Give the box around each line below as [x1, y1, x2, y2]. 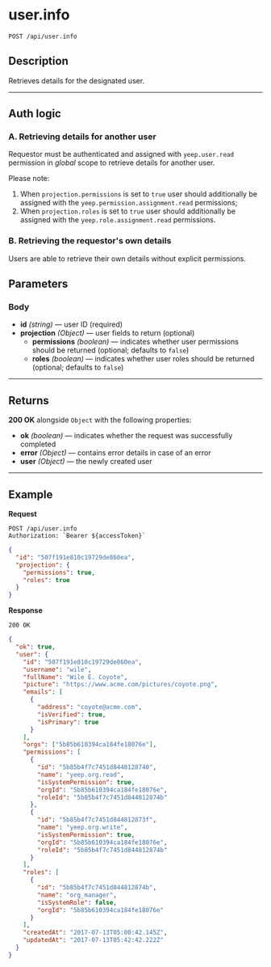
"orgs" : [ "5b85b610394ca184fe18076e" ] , [23, 741, 157, 749]
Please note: [8, 174, 50, 184]
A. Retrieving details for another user [8, 131, 156, 142]
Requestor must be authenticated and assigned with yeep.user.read [8, 150, 235, 159]
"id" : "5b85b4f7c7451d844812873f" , [37, 816, 157, 824]
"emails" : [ [23, 688, 63, 696]
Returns [8, 394, 50, 407]
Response [8, 606, 43, 615]
